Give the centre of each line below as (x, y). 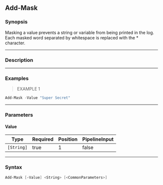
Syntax (14, 167)
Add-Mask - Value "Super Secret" (38, 98)
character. (15, 43)
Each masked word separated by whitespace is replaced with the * (72, 37)
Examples (17, 78)
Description (19, 60)
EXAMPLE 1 (28, 89)
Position (68, 139)
